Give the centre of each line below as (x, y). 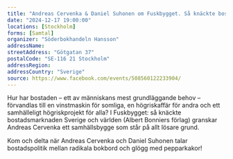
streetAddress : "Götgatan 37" (51, 53)
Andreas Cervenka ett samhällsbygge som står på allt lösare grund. (103, 127)
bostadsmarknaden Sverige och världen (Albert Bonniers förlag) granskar (112, 120)
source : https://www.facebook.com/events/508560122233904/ (94, 78)
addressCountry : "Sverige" (46, 72)
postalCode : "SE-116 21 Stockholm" (59, 59)
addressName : (26, 46)
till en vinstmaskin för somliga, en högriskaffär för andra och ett (130, 106)
